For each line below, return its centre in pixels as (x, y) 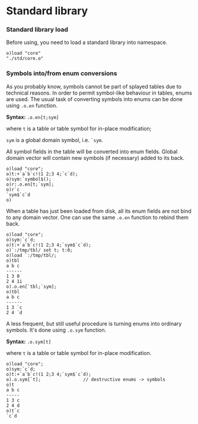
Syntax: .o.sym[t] (29, 341)
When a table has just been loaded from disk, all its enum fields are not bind (99, 211)
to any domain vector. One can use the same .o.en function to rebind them (97, 217)
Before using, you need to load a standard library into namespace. (87, 42)
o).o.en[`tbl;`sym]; (32, 287)
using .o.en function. (32, 105)
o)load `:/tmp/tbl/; (32, 255)
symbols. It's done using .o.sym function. (56, 330)
